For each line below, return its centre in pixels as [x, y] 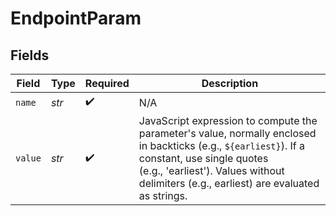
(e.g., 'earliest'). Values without [211, 170]
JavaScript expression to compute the [228, 120]
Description [230, 83]
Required [107, 83]
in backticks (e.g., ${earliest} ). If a [222, 145]
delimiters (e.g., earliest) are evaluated [229, 183]
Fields [30, 55]
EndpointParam [76, 18]
